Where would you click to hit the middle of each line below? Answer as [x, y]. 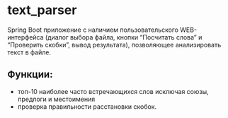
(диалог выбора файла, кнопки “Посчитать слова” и [124, 37]
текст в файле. [29, 52]
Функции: [30, 75]
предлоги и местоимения [56, 99]
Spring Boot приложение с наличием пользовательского [93, 30]
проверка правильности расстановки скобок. [87, 106]
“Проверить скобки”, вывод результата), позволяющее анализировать [114, 45]
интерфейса [25, 37]
